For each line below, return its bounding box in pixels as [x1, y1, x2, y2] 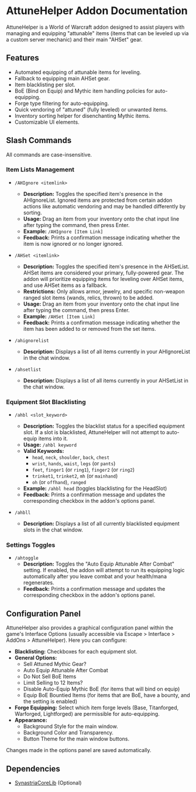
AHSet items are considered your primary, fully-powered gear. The [23, 269, 184, 276]
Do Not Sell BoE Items [23, 673, 77, 680]
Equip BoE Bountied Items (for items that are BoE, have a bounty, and [23, 692, 190, 699]
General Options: [14, 654, 57, 661]
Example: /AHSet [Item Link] [23, 313, 95, 320]
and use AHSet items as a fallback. [23, 282, 108, 289]
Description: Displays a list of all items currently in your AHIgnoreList [23, 348, 190, 355]
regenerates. [23, 579, 54, 586]
